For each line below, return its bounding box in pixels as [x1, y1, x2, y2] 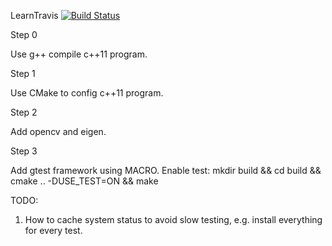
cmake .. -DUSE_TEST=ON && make [10, 175, 159, 187]
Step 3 [10, 145, 38, 157]
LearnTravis [10, 10, 59, 21]
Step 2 [10, 106, 38, 118]
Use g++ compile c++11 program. [10, 48, 148, 60]
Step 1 [10, 68, 36, 79]
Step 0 [10, 29, 38, 40]
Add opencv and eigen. [10, 126, 107, 137]
